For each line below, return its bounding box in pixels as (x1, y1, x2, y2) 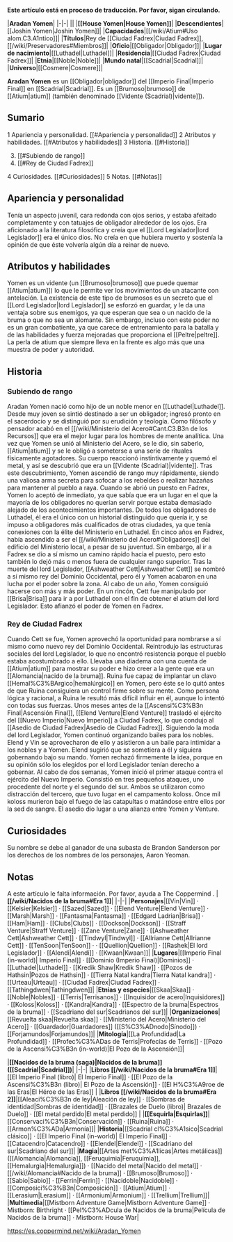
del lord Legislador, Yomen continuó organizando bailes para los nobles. (7, 731, 214, 739)
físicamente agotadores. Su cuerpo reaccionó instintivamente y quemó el (7, 454, 218, 462)
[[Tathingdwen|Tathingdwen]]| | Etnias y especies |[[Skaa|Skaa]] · (7, 985, 195, 994)
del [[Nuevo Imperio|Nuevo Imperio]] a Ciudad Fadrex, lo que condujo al (7, 716, 214, 725)
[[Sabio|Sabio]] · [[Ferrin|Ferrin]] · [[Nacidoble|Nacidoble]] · (7, 1177, 178, 1185)
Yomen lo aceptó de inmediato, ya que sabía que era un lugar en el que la (7, 491, 218, 499)
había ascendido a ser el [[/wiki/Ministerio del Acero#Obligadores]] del (7, 535, 211, 544)
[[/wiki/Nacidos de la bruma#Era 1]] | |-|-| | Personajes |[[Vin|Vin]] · (7, 897, 200, 905)
